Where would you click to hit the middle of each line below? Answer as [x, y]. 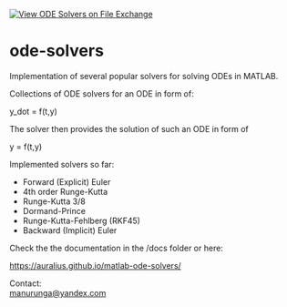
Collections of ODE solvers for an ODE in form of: [102, 93]
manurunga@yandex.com [58, 292]
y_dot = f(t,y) [33, 111]
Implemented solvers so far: [62, 164]
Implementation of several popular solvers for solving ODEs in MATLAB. [144, 76]
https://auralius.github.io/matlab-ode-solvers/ [96, 265]
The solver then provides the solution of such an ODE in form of [129, 128]
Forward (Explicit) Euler [67, 181]
